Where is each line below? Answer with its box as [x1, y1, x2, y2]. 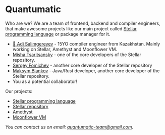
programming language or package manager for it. [5, 31, 111, 37]
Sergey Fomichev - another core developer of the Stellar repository [12, 62, 152, 68]
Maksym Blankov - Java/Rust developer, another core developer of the [12, 67, 160, 74]
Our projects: [5, 88, 33, 94]
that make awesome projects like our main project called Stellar [5, 25, 137, 31]
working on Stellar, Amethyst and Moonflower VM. [12, 46, 118, 52]
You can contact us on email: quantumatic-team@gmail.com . [5, 124, 134, 130]
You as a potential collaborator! [12, 78, 78, 84]
